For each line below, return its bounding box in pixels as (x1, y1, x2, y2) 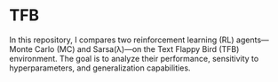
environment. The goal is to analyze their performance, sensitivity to (9, 53, 259, 63)
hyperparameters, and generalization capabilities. (9, 63, 191, 73)
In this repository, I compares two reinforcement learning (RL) (9, 34, 234, 45)
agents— (235, 34, 269, 45)
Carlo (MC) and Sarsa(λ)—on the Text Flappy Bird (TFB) (34, 43, 240, 54)
